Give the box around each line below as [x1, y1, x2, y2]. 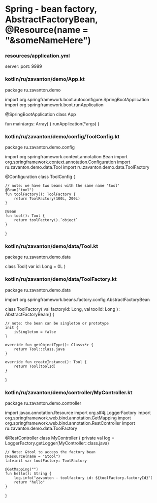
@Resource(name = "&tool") [5, 454, 61, 459]
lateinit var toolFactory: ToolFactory [5, 458, 87, 463]
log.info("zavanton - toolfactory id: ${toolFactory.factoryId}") [14, 475, 153, 480]
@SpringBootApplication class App [5, 111, 76, 117]
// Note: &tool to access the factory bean [5, 449, 96, 454]
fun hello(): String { [5, 471, 52, 476]
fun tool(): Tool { [5, 213, 45, 218]
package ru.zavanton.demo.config [5, 144, 75, 150]
